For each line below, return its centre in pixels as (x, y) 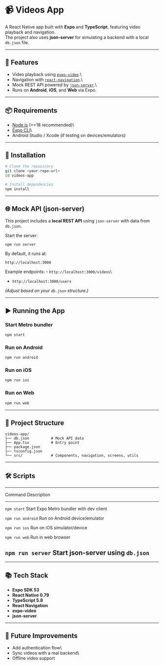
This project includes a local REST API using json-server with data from (78, 221)
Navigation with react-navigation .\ (47, 79)
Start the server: (21, 235)
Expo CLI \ (22, 130)
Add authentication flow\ (37, 647)
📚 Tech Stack (27, 576)
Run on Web (20, 393)
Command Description (28, 495)
